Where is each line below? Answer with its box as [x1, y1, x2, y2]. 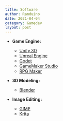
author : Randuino [5, 12, 40, 16]
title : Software [5, 7, 38, 12]
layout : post [5, 25, 31, 30]
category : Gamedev [5, 20, 42, 26]
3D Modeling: [12, 78, 40, 84]
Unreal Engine [19, 53, 47, 59]
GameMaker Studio [19, 63, 58, 69]
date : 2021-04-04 [5, 16, 40, 21]
